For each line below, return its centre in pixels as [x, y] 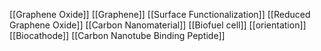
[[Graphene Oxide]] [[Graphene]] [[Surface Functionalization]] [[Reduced [160, 14]
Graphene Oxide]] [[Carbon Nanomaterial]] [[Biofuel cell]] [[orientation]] [158, 25]
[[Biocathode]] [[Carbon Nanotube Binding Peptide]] [117, 35]
